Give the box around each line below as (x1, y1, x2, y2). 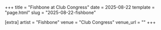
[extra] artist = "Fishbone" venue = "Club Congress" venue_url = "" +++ (5, 19, 156, 25)
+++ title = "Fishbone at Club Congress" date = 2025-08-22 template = (5, 4, 155, 10)
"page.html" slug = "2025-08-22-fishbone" (5, 9, 96, 15)
